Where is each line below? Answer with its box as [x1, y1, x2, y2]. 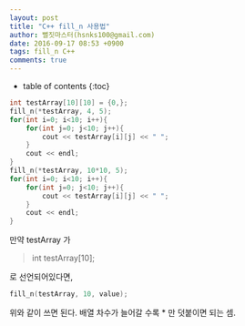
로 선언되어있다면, [9, 271, 74, 282]
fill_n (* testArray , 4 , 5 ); [9, 107, 112, 116]
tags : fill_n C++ [9, 47, 76, 56]
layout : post [9, 13, 59, 23]
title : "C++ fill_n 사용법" [9, 22, 111, 31]
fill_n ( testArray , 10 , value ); [9, 290, 128, 299]
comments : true [9, 56, 67, 65]
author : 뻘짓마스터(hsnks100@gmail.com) [9, 30, 156, 39]
